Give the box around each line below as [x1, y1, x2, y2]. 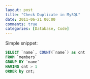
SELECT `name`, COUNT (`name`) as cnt [5, 50, 85, 55]
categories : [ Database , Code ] [5, 26, 70, 31]
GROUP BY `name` [5, 59, 40, 64]
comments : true [5, 21, 38, 27]
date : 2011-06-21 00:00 [5, 17, 56, 22]
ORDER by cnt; [5, 69, 36, 74]
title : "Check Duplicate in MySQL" [5, 12, 81, 17]
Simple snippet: [5, 40, 38, 46]
